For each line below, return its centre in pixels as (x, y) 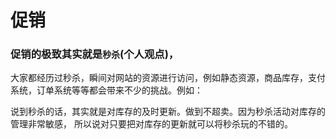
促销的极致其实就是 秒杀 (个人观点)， (95, 54)
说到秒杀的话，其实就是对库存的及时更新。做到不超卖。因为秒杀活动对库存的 (168, 112)
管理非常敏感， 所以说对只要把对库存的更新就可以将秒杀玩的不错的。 (151, 124)
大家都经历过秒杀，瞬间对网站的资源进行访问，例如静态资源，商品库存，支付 (168, 78)
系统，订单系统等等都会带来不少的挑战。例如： (106, 90)
